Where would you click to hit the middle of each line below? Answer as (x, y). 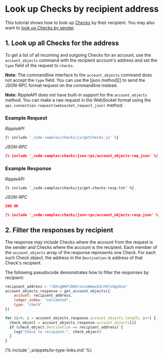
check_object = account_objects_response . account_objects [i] (73, 322)
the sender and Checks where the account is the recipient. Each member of (81, 247)
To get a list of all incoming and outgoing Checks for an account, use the (78, 55)
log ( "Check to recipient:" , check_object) (58, 332)
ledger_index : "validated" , (42, 300)
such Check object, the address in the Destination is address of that (74, 258)
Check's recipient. (23, 263)
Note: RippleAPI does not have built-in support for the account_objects (76, 95)
